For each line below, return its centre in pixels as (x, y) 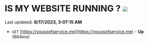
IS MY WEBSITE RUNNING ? (63, 9)
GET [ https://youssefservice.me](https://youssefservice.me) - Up (78, 31)
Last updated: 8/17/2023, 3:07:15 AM (43, 22)
